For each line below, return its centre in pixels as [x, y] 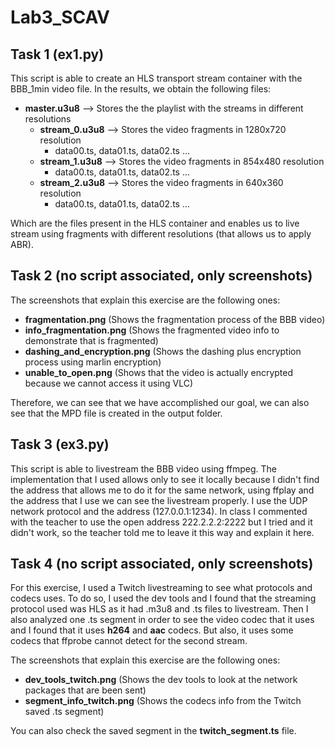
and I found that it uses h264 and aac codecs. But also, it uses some [152, 630]
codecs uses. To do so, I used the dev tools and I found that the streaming [163, 598]
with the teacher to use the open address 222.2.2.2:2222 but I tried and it [161, 522]
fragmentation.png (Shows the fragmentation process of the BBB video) [175, 319]
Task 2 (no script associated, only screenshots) [161, 276]
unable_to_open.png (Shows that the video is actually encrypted [159, 372]
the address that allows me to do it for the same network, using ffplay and [162, 490]
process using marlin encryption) [93, 362]
